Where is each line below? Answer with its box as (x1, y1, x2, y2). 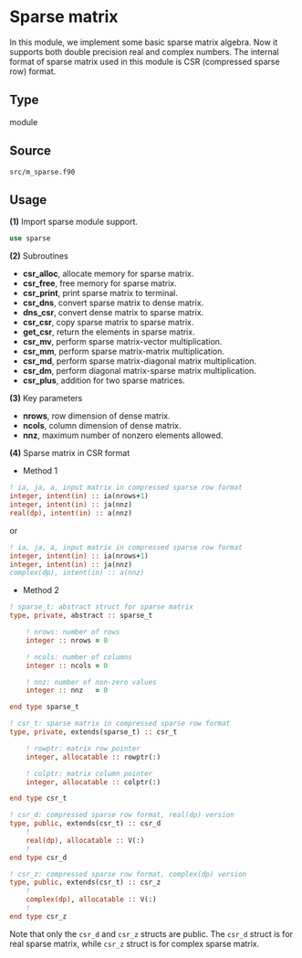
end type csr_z (9, 911, 68, 921)
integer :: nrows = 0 (26, 635, 108, 645)
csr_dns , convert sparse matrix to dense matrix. (22, 297, 204, 308)
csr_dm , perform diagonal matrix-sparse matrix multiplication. (22, 366, 257, 377)
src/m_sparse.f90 (9, 167, 76, 176)
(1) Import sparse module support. (9, 217, 139, 228)
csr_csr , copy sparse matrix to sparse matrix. (22, 317, 194, 328)
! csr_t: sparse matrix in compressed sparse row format (9, 719, 231, 729)
